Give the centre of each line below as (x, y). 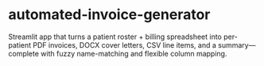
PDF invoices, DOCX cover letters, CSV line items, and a (125, 45)
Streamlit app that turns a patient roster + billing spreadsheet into (115, 37)
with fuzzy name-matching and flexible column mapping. (134, 53)
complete (24, 53)
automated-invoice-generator (109, 15)
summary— (237, 45)
